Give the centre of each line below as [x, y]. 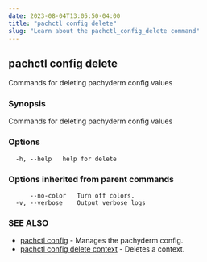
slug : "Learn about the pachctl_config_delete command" [104, 31]
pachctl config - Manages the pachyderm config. [101, 241]
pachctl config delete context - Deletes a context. [102, 249]
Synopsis [27, 104]
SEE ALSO [29, 223]
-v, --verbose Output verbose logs [81, 203]
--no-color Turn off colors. [82, 196]
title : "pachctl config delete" [62, 23]
